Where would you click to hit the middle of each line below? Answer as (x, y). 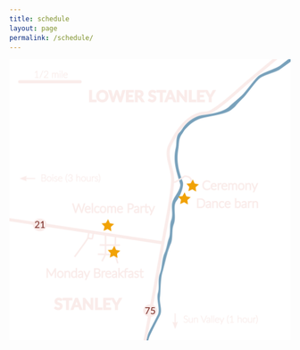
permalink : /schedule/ (51, 37)
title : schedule (39, 19)
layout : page (33, 28)
